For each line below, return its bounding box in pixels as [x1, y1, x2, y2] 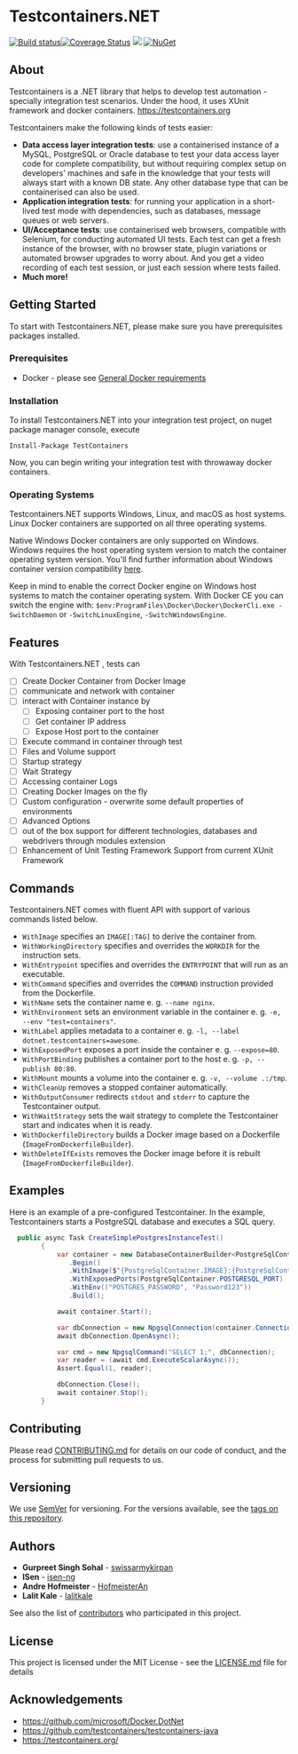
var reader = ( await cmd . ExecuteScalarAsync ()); [56, 1356, 240, 1365]
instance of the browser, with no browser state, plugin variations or [21, 242, 268, 254]
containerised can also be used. [21, 187, 139, 197]
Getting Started [9, 298, 97, 313]
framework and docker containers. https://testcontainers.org [9, 105, 231, 115]
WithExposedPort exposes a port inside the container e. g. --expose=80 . [21, 1044, 279, 1055]
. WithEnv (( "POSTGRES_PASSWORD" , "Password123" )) [68, 1283, 252, 1292]
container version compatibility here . [9, 564, 144, 575]
